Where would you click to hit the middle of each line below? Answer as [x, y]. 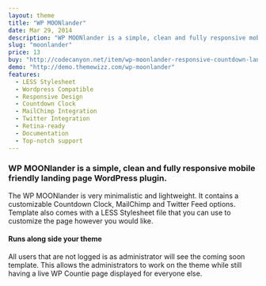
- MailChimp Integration [56, 112]
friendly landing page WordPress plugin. [88, 178]
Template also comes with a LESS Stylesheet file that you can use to [120, 212]
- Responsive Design [49, 97]
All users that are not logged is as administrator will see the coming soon [127, 257]
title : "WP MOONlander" [47, 23]
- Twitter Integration [53, 119]
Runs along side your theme [55, 239]
